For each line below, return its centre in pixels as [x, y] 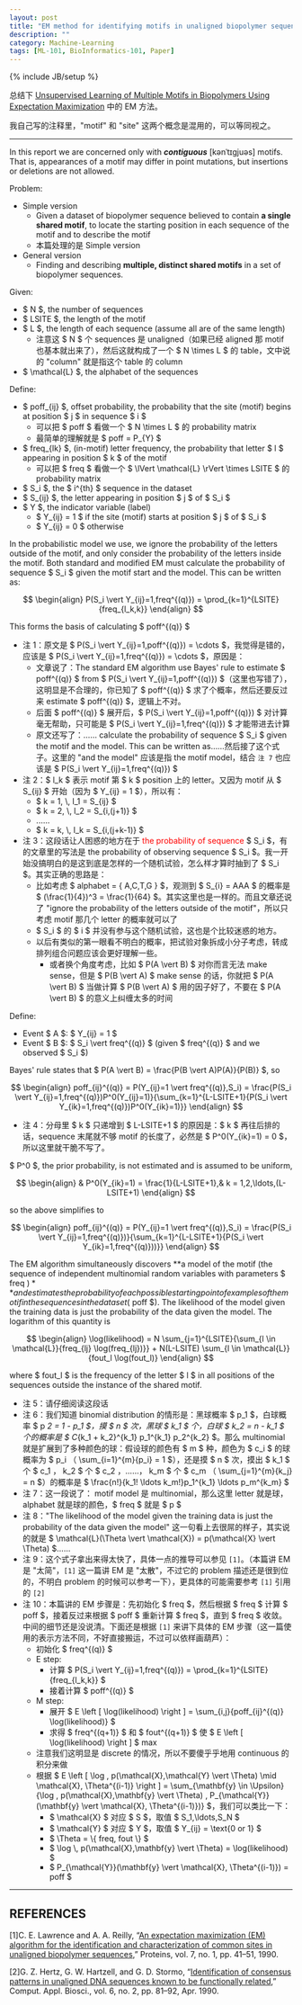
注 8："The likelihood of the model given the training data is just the [147, 1516]
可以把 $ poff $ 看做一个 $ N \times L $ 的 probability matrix [146, 427]
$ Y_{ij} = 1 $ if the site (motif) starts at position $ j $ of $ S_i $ [151, 517]
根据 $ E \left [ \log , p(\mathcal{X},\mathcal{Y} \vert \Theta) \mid [156, 1776]
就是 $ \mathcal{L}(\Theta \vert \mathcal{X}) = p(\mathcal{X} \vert [153, 1538]
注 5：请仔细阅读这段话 [66, 1403]
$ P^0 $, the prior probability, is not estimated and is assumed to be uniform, [151, 1166]
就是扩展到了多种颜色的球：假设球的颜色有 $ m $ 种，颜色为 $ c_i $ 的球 [156, 1448]
